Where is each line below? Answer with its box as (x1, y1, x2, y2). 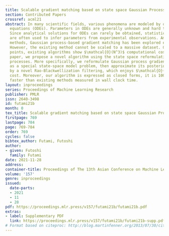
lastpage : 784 (5, 120, 35, 125)
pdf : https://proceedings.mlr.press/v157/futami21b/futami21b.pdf (5, 204, 147, 209)
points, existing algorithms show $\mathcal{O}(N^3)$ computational (10, 49, 156, 54)
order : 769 (5, 129, 28, 134)
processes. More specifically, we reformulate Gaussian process (10, 59, 147, 64)
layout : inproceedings (5, 82, 53, 87)
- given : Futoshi (5, 148, 42, 153)
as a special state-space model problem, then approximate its (10, 64, 145, 69)
